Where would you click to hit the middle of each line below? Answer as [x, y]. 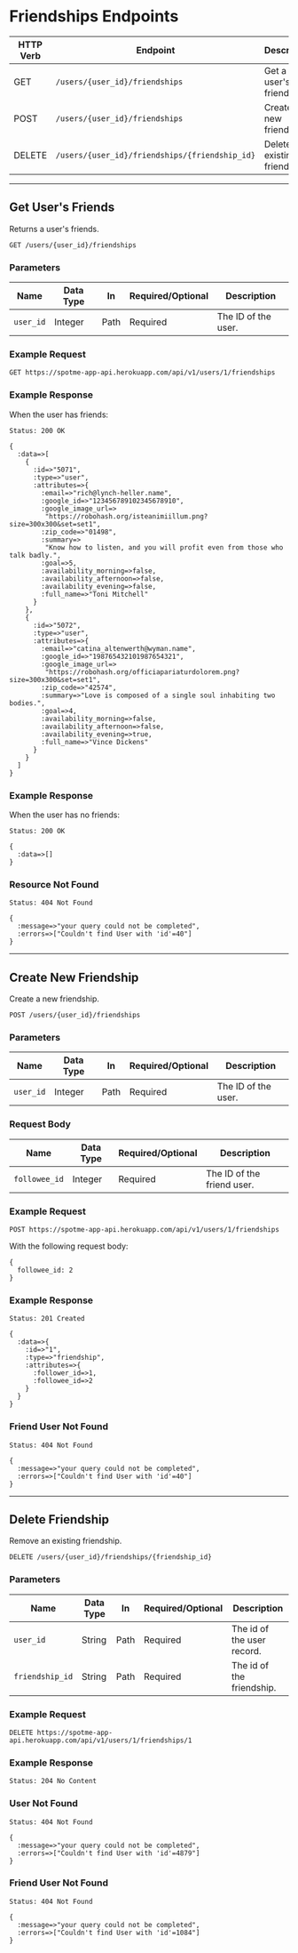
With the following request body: [69, 1246]
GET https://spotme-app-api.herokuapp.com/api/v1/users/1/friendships [142, 373]
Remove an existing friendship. [66, 1541]
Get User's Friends [62, 208]
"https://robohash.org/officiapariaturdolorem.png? [142, 672]
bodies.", [27, 703]
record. [246, 1651]
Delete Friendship [59, 1519]
